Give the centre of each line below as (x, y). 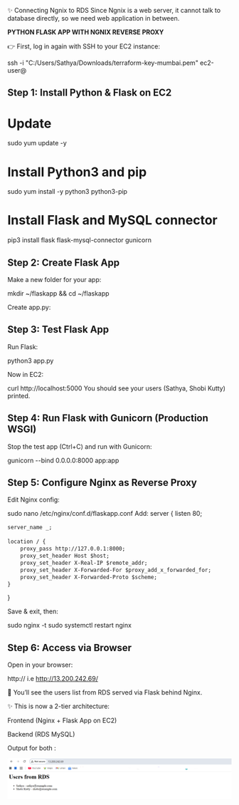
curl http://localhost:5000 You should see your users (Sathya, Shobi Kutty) (117, 388)
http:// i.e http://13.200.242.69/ (53, 679)
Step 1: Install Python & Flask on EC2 (90, 93)
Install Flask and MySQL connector (113, 220)
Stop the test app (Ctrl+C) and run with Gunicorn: (80, 446)
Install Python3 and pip (77, 172)
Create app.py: (29, 307)
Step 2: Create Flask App (63, 263)
